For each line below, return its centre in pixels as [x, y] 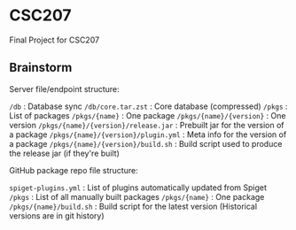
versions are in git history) [57, 215]
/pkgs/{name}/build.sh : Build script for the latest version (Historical [133, 206]
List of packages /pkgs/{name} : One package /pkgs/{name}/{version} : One [148, 115]
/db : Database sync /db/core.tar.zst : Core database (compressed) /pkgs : [148, 106]
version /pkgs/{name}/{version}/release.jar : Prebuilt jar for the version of [147, 125]
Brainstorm [41, 68]
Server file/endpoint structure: [64, 88]
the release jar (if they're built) [64, 153]
